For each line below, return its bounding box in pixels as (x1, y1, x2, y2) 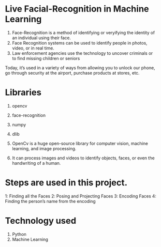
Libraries (5, 87, 42, 98)
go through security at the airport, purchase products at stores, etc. (5, 70, 140, 76)
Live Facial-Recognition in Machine (5, 3, 149, 15)
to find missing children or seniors (12, 55, 80, 61)
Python (12, 231, 27, 237)
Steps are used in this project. (5, 177, 128, 188)
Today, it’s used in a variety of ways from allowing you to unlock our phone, (5, 64, 156, 71)
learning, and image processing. (12, 145, 76, 151)
